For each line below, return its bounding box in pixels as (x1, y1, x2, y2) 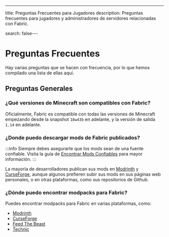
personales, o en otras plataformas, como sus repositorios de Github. (5, 176, 149, 182)
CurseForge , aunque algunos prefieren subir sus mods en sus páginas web (5, 171, 161, 177)
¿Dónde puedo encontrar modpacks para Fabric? (5, 189, 128, 196)
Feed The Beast (12, 221, 46, 227)
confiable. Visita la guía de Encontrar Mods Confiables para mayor (5, 151, 143, 157)
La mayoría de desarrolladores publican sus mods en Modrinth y (5, 166, 139, 172)
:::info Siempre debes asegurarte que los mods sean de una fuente (5, 145, 144, 151)
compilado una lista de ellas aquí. (5, 70, 74, 76)
